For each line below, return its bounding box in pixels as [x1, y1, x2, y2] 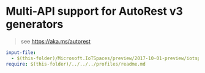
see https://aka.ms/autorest [20, 37, 91, 45]
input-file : [6, 49, 36, 56]
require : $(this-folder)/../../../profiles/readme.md [6, 61, 146, 67]
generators [6, 17, 64, 31]
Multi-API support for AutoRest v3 [6, 4, 183, 18]
